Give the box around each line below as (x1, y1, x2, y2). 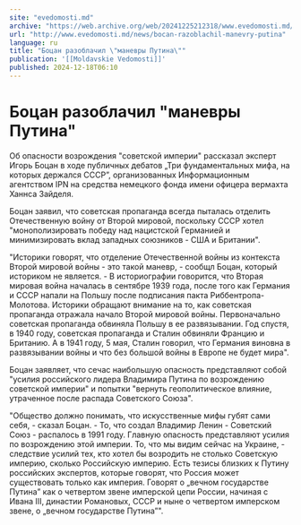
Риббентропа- (210, 289, 265, 300)
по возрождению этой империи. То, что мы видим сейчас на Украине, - (9, 438, 285, 449)
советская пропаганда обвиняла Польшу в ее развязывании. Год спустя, (9, 318, 289, 329)
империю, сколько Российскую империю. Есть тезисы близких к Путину (9, 458, 289, 469)
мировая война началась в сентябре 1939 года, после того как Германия (9, 280, 290, 291)
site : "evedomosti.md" (9, 13, 94, 22)
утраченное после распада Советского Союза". (9, 392, 193, 403)
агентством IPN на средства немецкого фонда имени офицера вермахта (9, 178, 288, 189)
